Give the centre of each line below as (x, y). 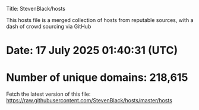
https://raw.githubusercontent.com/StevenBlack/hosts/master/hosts (89, 100)
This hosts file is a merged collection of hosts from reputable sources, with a (100, 20)
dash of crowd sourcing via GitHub (49, 26)
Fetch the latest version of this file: (48, 94)
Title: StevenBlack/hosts (36, 9)
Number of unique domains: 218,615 (97, 78)
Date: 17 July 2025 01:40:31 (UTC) (92, 51)
